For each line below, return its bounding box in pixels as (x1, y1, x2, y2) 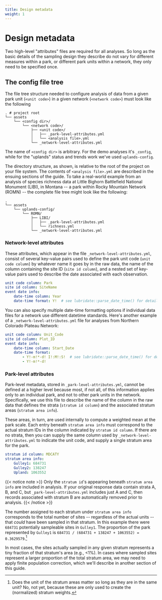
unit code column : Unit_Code (5, 332, 64, 337)
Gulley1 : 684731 (13, 461, 47, 466)
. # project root (5, 111, 40, 115)
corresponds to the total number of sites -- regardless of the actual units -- (5, 514, 154, 519)
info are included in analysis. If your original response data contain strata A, (5, 484, 156, 490)
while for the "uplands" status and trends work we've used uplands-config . (5, 154, 154, 160)
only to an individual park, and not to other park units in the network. (5, 392, 141, 398)
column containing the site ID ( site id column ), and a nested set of (5, 266, 138, 272)
